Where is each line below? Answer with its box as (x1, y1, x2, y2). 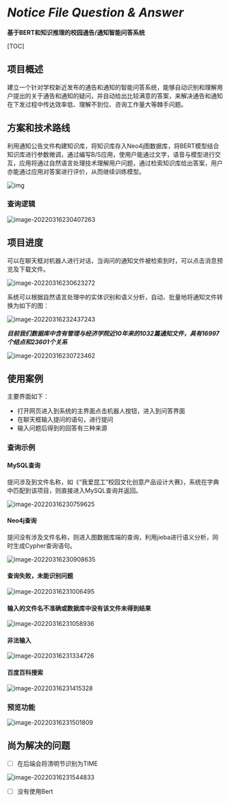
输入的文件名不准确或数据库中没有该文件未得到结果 (7, 604, 151, 612)
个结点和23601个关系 (7, 338, 68, 346)
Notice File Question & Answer (7, 5, 184, 21)
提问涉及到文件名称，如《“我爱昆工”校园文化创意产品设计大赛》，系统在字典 (7, 477, 220, 486)
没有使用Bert (16, 787, 53, 795)
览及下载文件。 (7, 265, 49, 273)
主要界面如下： (7, 392, 49, 401)
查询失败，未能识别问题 (7, 572, 73, 580)
